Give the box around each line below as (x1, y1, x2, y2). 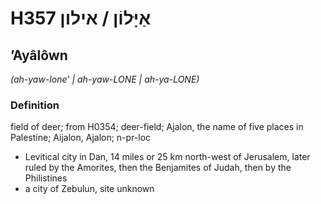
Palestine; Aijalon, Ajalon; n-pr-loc (10, 132, 152, 144)
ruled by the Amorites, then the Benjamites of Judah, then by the (24, 162, 292, 174)
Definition (10, 98, 60, 112)
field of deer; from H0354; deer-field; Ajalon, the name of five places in (10, 121, 304, 133)
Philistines (24, 172, 68, 184)
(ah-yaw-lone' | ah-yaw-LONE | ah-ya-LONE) (10, 73, 200, 85)
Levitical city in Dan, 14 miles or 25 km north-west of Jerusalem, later (24, 151, 311, 163)
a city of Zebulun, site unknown (24, 183, 155, 195)
